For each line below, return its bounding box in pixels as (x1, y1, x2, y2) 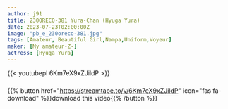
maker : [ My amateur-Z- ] (7, 43, 78, 50)
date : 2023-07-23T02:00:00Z (7, 23, 90, 30)
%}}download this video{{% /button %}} (40, 94, 158, 102)
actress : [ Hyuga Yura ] (7, 50, 74, 57)
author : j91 (7, 10, 42, 18)
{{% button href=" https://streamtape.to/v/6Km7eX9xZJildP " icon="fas (7, 86, 212, 95)
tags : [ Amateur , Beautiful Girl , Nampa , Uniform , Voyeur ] (7, 37, 172, 44)
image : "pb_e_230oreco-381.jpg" (7, 30, 102, 37)
